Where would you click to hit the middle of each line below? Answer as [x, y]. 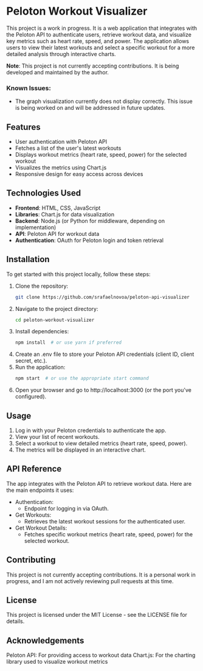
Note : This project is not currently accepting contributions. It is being [93, 66]
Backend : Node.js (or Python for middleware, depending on [90, 221]
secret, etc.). [31, 361]
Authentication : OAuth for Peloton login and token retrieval [89, 240]
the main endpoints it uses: [40, 490]
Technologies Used [43, 193]
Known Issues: [29, 88]
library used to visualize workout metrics [57, 662]
